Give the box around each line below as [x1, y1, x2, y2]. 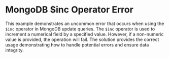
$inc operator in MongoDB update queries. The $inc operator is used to [5, 25, 155, 31]
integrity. [5, 47, 24, 53]
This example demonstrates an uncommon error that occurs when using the [5, 20, 164, 26]
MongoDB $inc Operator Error [5, 4, 133, 15]
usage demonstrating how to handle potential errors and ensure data [5, 41, 149, 47]
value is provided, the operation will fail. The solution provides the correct [5, 36, 159, 42]
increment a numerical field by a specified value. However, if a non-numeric [5, 31, 164, 37]
